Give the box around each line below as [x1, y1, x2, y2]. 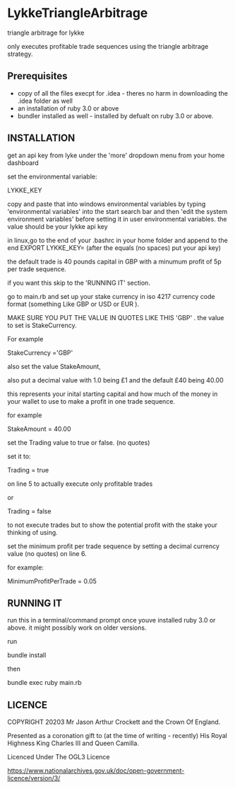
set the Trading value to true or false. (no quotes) [7, 438, 150, 447]
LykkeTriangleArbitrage [7, 5, 148, 21]
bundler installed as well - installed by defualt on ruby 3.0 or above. [17, 111, 214, 120]
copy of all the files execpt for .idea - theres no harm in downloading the [17, 89, 228, 97]
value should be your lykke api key [7, 222, 108, 231]
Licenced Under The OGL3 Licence [7, 753, 111, 761]
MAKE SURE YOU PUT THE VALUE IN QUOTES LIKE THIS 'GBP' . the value [7, 313, 224, 322]
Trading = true [7, 465, 49, 474]
